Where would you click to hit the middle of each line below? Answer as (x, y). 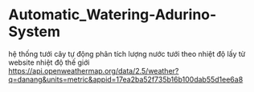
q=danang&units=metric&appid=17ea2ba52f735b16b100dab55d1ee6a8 (126, 79)
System (35, 32)
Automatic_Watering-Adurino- (113, 15)
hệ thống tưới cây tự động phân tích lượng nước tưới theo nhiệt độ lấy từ (127, 54)
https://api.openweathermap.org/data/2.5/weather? (94, 70)
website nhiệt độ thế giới (49, 62)
